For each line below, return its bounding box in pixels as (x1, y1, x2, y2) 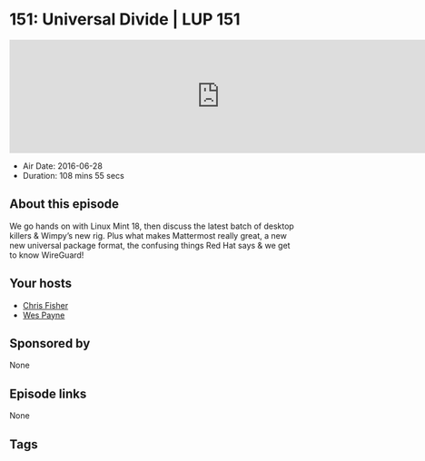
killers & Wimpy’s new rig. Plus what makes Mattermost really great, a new (9, 230, 288, 240)
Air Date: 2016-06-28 (22, 160, 103, 172)
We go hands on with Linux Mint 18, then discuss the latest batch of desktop (9, 221, 295, 231)
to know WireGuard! (9, 250, 84, 260)
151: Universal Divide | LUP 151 (9, 9, 241, 30)
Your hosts (9, 276, 73, 291)
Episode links (9, 386, 87, 401)
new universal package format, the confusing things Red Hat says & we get (9, 240, 291, 250)
